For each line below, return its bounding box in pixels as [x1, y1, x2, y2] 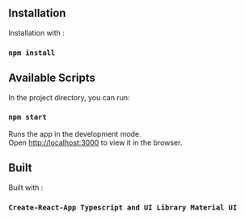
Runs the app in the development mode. [8, 129, 142, 138]
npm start [8, 112, 47, 122]
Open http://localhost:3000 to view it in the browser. [8, 137, 183, 147]
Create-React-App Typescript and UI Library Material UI [8, 202, 238, 212]
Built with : [8, 182, 44, 192]
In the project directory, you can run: [8, 92, 130, 102]
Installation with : [8, 27, 65, 37]
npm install [8, 48, 56, 57]
